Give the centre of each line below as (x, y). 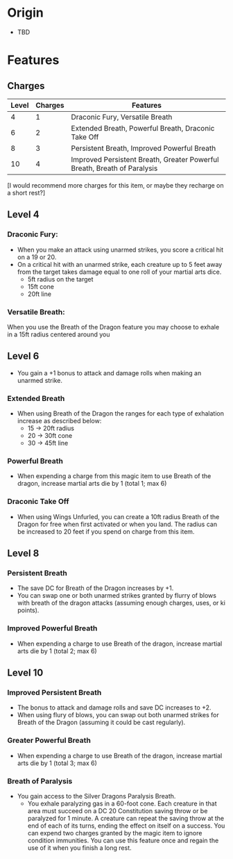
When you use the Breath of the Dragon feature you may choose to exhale (113, 327)
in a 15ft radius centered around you (59, 334)
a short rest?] (26, 193)
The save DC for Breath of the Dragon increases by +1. (95, 588)
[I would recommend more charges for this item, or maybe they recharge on (115, 185)
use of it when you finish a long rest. (79, 848)
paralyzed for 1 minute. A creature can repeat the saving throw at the (126, 818)
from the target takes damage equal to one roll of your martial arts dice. (119, 272)
